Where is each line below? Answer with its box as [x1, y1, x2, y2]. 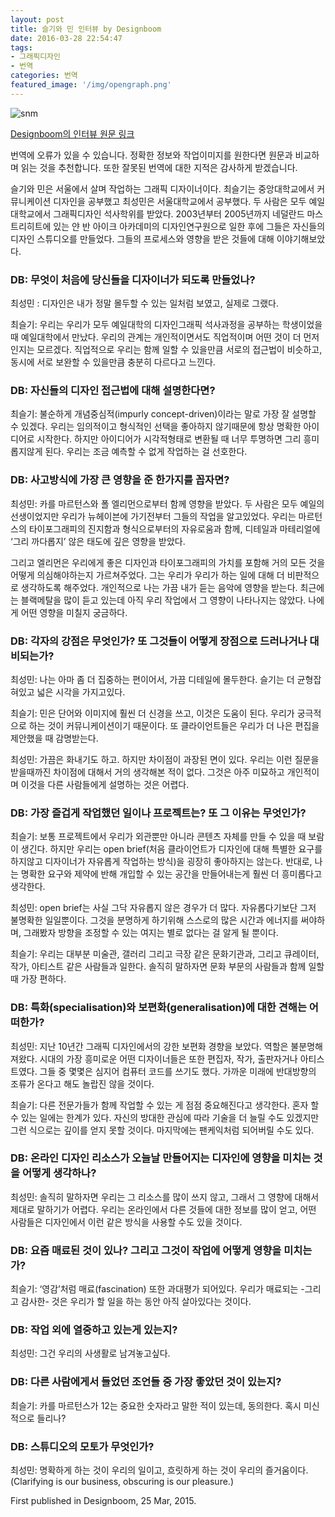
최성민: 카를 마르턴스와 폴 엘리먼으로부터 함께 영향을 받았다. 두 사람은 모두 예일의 [10, 497, 325, 510]
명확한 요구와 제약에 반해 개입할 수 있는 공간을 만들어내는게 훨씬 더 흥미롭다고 [20, 868, 323, 880]
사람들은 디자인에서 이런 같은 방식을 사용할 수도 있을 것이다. [10, 1216, 243, 1228]
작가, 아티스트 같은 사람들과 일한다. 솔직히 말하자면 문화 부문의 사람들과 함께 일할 [10, 961, 325, 973]
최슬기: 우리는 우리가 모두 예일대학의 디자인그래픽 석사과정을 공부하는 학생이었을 [10, 319, 323, 331]
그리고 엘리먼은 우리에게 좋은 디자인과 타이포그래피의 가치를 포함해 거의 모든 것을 [10, 556, 326, 568]
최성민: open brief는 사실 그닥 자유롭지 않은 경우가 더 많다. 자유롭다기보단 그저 [10, 902, 317, 914]
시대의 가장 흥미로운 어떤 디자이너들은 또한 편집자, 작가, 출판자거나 [39, 1052, 298, 1065]
